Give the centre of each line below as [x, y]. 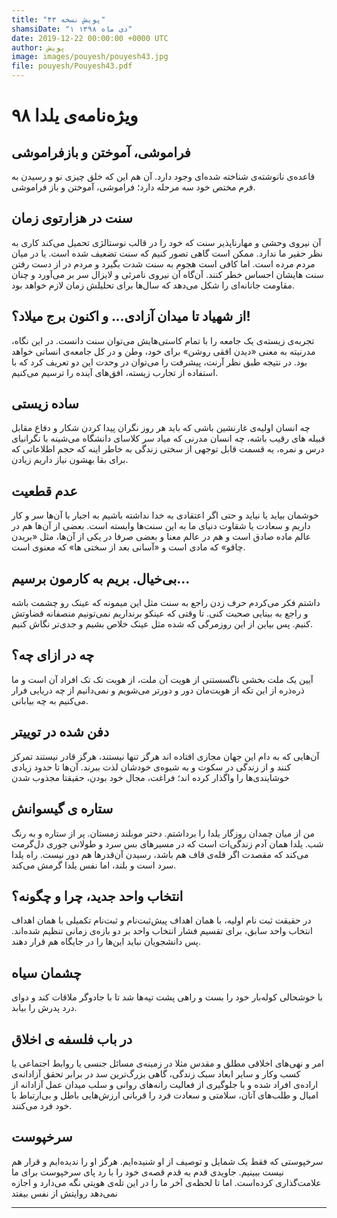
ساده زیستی [45, 404]
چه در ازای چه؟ [53, 655]
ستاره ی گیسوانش [62, 809]
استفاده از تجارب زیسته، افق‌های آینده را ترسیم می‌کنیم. [115, 372]
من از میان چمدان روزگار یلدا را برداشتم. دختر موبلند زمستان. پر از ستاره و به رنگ [163, 833]
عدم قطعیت [44, 491]
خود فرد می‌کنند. [42, 1105]
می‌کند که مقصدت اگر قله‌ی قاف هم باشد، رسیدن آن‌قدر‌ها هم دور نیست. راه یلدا [160, 854]
